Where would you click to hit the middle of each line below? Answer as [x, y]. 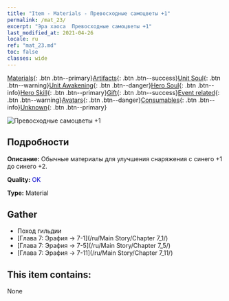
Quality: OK [24, 179]
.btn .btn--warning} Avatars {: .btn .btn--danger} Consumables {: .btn [102, 100]
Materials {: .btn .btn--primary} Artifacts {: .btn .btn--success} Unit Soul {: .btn [114, 78]
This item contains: [49, 274]
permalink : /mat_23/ [37, 20]
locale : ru [23, 39]
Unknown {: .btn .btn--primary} [64, 107]
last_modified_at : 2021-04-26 [51, 33]
